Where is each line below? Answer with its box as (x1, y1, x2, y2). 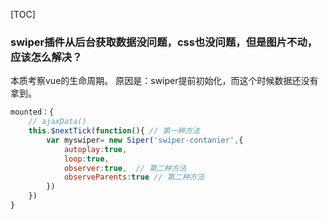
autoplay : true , (63, 144, 128, 154)
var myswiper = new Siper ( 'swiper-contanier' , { (46, 135, 244, 145)
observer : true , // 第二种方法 (63, 163, 187, 173)
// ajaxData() (28, 117, 87, 127)
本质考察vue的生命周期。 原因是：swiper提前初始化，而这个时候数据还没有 (10, 75, 319, 87)
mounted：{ (10, 107, 55, 118)
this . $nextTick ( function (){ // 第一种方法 (28, 126, 200, 136)
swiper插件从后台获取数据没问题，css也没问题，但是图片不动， (10, 35, 318, 49)
